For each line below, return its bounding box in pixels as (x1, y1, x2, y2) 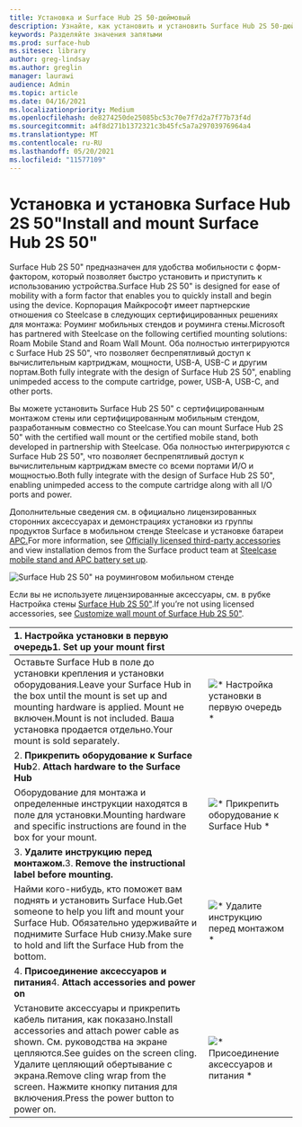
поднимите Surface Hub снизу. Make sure (13, 927, 192, 940)
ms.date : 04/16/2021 (9, 96, 87, 106)
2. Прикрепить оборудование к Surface (13, 750, 193, 762)
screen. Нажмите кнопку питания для (13, 1080, 178, 1093)
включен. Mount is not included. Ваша (13, 712, 175, 724)
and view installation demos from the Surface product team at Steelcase (9, 545, 277, 555)
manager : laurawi (9, 72, 75, 81)
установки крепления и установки (13, 667, 164, 679)
